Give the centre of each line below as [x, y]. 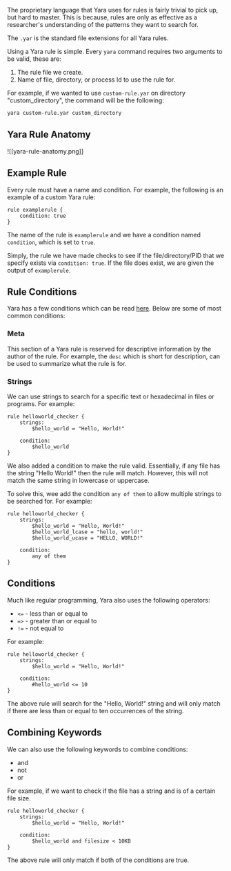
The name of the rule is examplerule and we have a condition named [104, 235]
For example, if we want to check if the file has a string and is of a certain [111, 791]
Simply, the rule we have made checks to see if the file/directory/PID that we [116, 255]
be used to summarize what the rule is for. [67, 363]
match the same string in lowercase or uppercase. [78, 480]
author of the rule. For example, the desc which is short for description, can [114, 356]
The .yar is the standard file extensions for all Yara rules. [88, 38]
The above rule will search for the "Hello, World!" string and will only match [114, 703]
